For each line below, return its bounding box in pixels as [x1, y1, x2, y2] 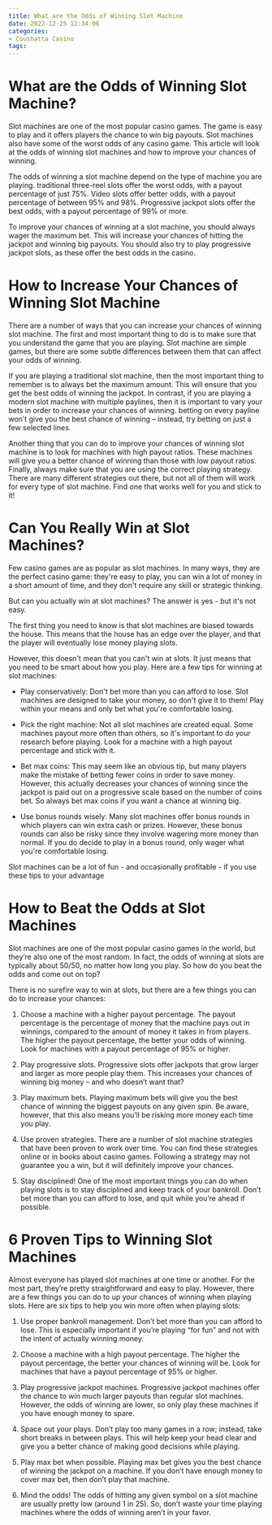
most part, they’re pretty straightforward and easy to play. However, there [8, 1283, 254, 1293]
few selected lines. [8, 423, 71, 432]
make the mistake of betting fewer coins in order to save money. [19, 769, 235, 779]
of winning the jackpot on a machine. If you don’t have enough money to [19, 1466, 263, 1475]
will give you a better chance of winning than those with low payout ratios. [8, 456, 257, 465]
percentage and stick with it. [19, 745, 116, 755]
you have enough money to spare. [19, 1408, 136, 1418]
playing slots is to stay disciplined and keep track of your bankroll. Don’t [19, 1184, 261, 1194]
